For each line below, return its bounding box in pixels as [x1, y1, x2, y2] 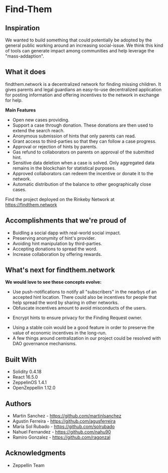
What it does [5, 68, 46, 76]
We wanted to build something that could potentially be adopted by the [5, 37, 152, 43]
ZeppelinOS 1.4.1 [12, 380, 47, 386]
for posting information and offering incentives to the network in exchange [5, 92, 159, 98]
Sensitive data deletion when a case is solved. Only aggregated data [12, 160, 155, 166]
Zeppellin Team [12, 462, 45, 468]
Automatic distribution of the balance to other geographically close [12, 181, 151, 187]
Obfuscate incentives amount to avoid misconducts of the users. [12, 305, 147, 311]
